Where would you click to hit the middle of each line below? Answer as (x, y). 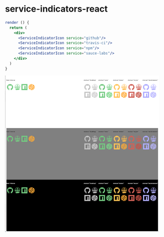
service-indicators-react (57, 9)
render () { (17, 22)
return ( (18, 28)
